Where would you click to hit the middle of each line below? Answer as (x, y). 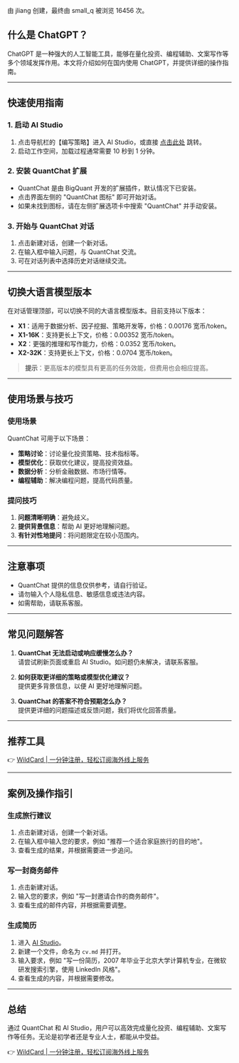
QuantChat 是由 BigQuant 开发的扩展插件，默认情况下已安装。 (109, 188)
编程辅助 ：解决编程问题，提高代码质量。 (77, 480)
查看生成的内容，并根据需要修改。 (68, 978)
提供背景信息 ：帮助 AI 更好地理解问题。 (75, 526)
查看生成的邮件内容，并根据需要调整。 (74, 905)
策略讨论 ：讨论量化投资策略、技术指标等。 (80, 453)
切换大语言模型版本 (49, 292)
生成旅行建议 (30, 815)
